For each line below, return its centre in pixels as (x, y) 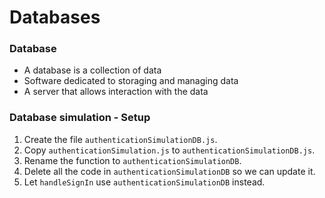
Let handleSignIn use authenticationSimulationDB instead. (144, 182)
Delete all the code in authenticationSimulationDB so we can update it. (169, 171)
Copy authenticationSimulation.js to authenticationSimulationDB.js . (169, 150)
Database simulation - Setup (80, 118)
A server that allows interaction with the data (116, 92)
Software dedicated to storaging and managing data (131, 81)
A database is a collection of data (92, 70)
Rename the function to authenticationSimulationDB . (132, 160)
